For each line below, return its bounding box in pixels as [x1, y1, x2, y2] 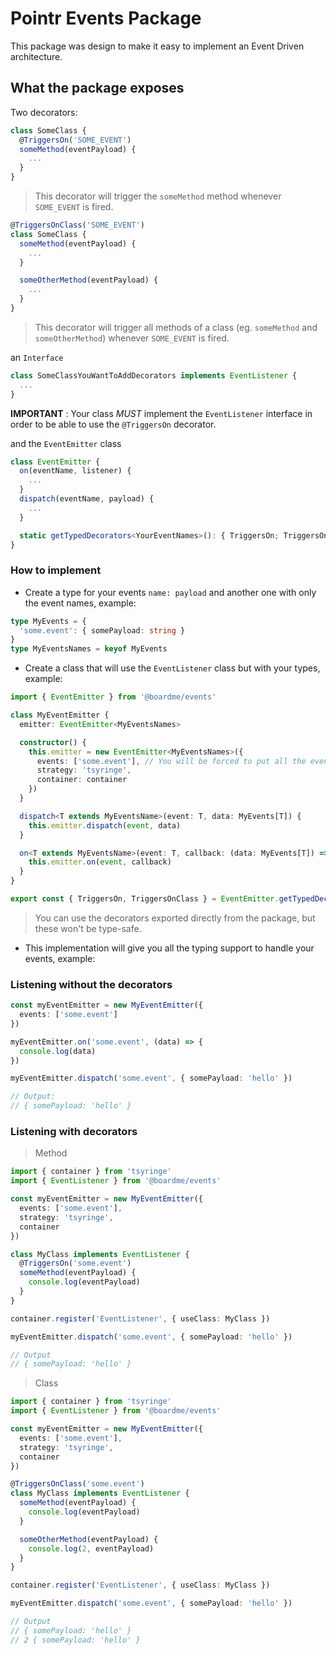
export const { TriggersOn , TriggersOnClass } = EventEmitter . [10, 894, 280, 904]
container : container [36, 775, 128, 785]
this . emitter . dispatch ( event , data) [28, 820, 182, 831]
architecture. [10, 50, 63, 62]
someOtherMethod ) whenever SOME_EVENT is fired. [34, 332, 230, 344]
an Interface [10, 351, 64, 363]
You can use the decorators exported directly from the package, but [34, 912, 316, 924]
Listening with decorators [10, 1125, 138, 1139]
